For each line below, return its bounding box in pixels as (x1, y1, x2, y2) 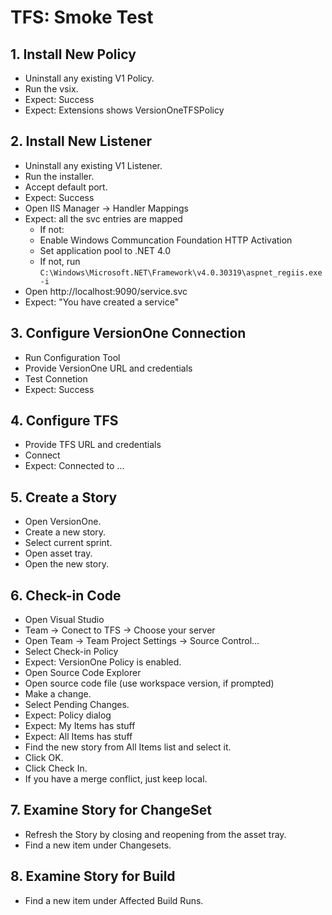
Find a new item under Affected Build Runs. (24, 894, 204, 906)
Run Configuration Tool (24, 351, 121, 363)
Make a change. (24, 688, 92, 700)
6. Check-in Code (10, 587, 122, 604)
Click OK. (24, 752, 64, 764)
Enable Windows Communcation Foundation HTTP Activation (39, 234, 293, 246)
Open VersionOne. (24, 516, 102, 528)
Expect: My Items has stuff (24, 720, 136, 732)
